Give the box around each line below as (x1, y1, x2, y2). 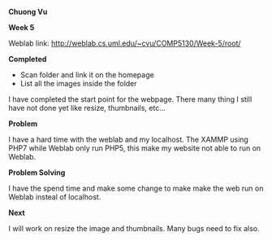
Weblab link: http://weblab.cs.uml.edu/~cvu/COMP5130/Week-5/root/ (8, 38, 241, 48)
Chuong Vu (8, 7, 48, 16)
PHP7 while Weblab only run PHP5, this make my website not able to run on (8, 143, 261, 153)
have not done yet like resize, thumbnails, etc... (8, 103, 166, 112)
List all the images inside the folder (19, 79, 137, 88)
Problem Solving (8, 168, 66, 177)
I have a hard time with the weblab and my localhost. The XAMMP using (8, 134, 249, 144)
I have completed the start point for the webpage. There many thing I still (8, 94, 253, 104)
